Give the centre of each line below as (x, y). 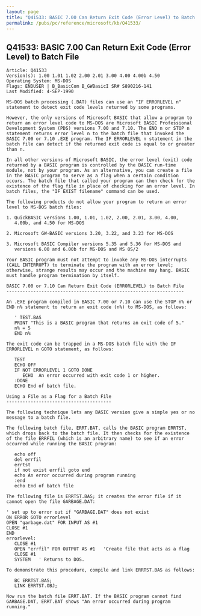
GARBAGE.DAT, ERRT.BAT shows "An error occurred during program (88, 602)
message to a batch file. (39, 418)
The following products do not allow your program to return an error (97, 202)
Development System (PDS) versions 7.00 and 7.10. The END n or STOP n (98, 129)
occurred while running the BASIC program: (62, 444)
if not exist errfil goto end (52, 470)
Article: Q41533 (26, 71)
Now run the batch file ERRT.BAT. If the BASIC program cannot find (94, 596)
